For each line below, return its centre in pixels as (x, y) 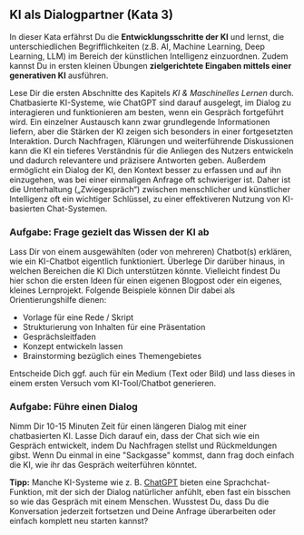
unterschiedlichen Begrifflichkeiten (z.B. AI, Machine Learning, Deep (137, 46)
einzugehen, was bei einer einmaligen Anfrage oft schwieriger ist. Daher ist (150, 180)
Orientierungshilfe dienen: (58, 300)
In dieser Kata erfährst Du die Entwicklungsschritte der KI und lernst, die (147, 36)
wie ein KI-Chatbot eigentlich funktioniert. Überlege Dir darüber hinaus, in (147, 261)
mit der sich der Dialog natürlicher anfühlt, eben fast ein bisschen (168, 492)
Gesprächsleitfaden (59, 337)
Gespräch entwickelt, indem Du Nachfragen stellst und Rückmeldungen (143, 446)
